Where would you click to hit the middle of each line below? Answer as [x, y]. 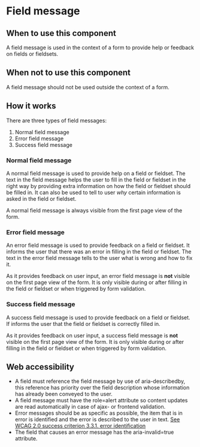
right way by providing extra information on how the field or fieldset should [99, 186]
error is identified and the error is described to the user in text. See [97, 419]
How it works [31, 106]
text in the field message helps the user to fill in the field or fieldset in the [96, 179]
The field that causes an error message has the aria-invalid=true [94, 432]
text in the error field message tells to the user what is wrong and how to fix [99, 258]
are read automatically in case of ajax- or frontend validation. [90, 407]
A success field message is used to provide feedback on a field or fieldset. [98, 317]
